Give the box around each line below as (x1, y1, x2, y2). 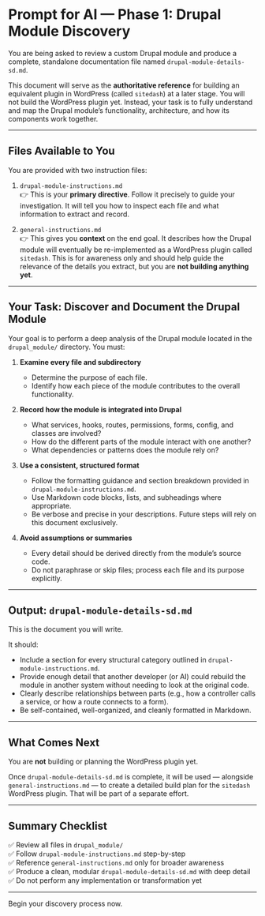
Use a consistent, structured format (19, 460, 140, 470)
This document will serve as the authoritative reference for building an (8, 81, 241, 90)
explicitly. (31, 573, 63, 583)
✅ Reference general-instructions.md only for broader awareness (8, 858, 225, 867)
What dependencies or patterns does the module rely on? (31, 445, 219, 455)
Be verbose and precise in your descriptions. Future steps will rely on (31, 509, 257, 519)
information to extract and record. (19, 209, 130, 219)
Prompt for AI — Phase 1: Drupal (8, 6, 222, 24)
